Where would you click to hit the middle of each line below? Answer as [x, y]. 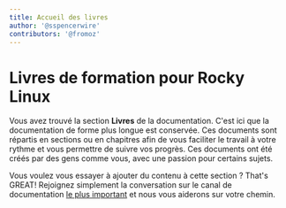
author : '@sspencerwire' [55, 26]
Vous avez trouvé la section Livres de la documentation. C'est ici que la [139, 121]
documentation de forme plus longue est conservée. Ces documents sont [143, 130]
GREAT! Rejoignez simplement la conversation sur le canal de [120, 185]
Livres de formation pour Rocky [127, 77]
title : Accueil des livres [59, 17]
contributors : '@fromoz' [55, 34]
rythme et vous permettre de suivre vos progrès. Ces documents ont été [141, 149]
